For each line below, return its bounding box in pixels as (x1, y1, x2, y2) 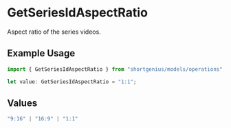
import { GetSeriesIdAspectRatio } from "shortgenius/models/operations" (7, 65, 223, 73)
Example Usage (7, 47, 76, 59)
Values (7, 97, 38, 109)
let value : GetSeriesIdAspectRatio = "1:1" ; (7, 78, 137, 85)
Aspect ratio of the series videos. (7, 28, 101, 36)
